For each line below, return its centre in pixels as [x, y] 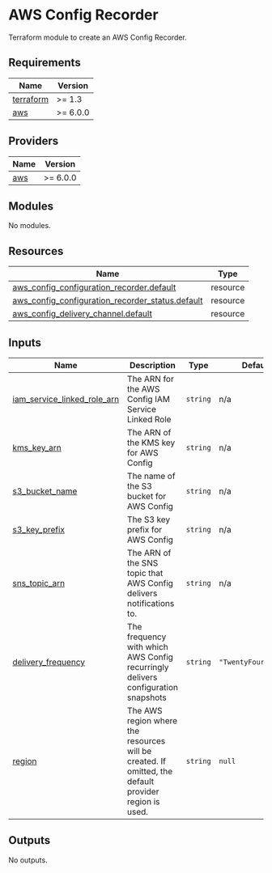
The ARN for [150, 379]
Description [152, 365]
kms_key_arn [37, 448]
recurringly [148, 667]
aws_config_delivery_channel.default [82, 314]
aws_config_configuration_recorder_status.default [108, 301]
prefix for [144, 530]
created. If [146, 761]
